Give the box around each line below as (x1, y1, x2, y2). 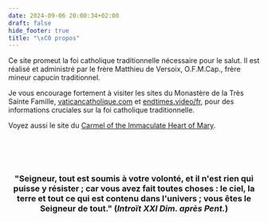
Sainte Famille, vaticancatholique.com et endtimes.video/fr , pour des (8, 97, 235, 106)
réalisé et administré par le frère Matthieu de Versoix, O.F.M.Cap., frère (8, 65, 241, 74)
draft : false (8, 19, 52, 27)
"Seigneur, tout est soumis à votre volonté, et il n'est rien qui (14, 173, 254, 184)
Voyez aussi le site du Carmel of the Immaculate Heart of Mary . (8, 121, 216, 130)
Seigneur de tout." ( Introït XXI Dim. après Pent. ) (39, 203, 229, 214)
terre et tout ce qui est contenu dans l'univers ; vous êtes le (17, 193, 251, 204)
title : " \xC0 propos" (8, 34, 81, 42)
